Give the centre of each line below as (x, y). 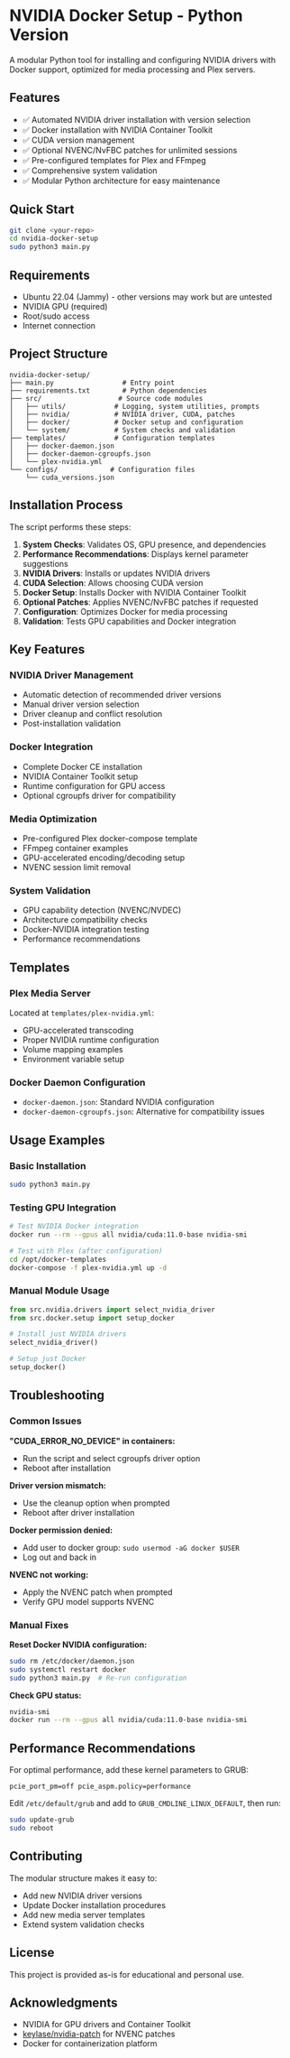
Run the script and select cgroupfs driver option (111, 1458)
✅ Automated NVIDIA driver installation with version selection (136, 119)
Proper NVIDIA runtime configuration (91, 1040)
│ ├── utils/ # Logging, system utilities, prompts (134, 406)
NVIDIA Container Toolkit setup (80, 776)
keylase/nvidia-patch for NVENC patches (99, 2034)
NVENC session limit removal (77, 867)
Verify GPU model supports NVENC (88, 1601)
